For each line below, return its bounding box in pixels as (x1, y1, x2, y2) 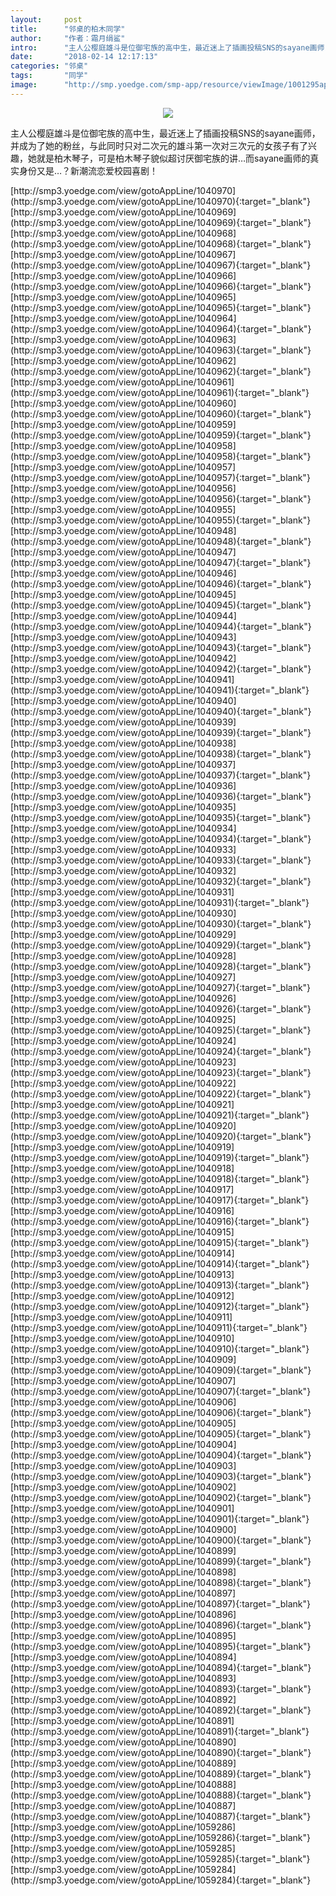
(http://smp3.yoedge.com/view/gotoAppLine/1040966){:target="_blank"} (10, 280, 312, 292)
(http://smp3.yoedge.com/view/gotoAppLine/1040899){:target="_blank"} (10, 1555, 312, 1567)
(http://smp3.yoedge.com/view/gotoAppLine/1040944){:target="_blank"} (10, 620, 312, 632)
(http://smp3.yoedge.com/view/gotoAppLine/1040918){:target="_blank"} (10, 1172, 310, 1185)
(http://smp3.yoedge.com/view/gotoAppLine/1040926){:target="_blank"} (10, 1002, 312, 1015)
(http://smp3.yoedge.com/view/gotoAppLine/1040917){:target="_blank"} (10, 1194, 310, 1206)
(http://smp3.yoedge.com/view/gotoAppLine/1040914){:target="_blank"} (10, 1257, 310, 1270)
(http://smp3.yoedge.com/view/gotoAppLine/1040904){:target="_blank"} (10, 1449, 312, 1461)
